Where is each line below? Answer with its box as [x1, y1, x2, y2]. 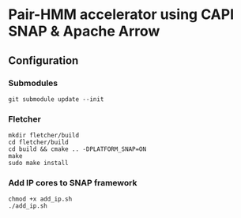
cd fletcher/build [8, 138, 69, 147]
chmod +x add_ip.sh [8, 195, 73, 203]
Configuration [8, 54, 79, 67]
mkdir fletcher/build [8, 132, 80, 140]
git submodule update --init [8, 95, 104, 103]
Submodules [8, 77, 58, 88]
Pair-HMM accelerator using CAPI [8, 6, 235, 24]
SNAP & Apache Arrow [8, 22, 160, 40]
